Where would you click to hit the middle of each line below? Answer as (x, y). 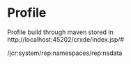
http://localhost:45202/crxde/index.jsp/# (65, 39)
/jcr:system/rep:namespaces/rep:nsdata (65, 53)
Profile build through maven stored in (60, 32)
